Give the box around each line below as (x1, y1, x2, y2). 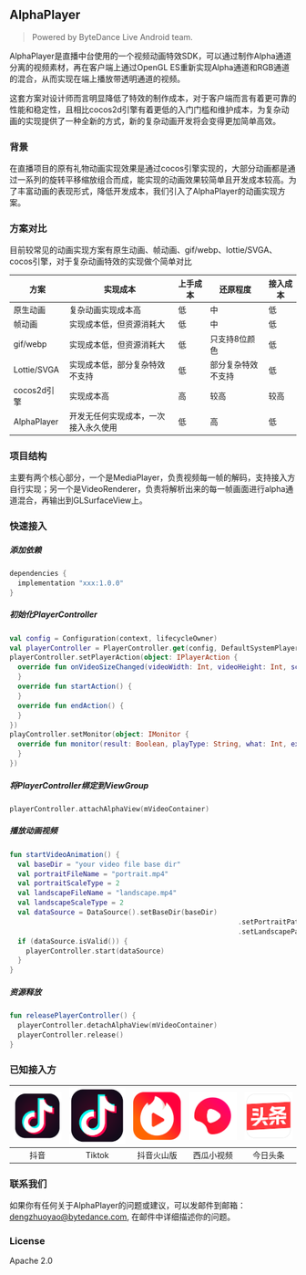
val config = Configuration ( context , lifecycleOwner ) (9, 633, 219, 643)
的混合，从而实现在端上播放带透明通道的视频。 (9, 73, 185, 84)
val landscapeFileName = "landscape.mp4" (17, 889, 178, 898)
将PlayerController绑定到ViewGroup (9, 779, 149, 790)
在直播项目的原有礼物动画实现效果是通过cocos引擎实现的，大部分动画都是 (9, 163, 289, 174)
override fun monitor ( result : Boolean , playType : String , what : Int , (17, 739, 288, 749)
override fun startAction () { (17, 682, 132, 692)
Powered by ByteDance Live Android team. (31, 31, 193, 42)
